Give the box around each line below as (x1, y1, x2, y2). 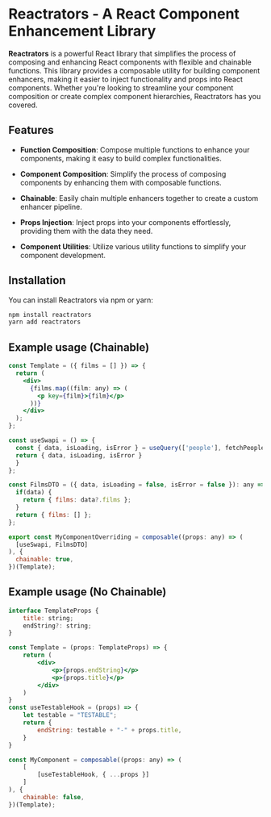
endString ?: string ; (23, 622, 92, 630)
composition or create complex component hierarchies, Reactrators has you (8, 91, 261, 101)
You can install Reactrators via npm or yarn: (8, 295, 153, 305)
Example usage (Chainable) (8, 340, 150, 354)
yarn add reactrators (8, 318, 81, 327)
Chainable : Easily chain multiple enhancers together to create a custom (19, 193, 259, 202)
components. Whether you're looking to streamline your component (8, 82, 234, 93)
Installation (8, 273, 66, 287)
